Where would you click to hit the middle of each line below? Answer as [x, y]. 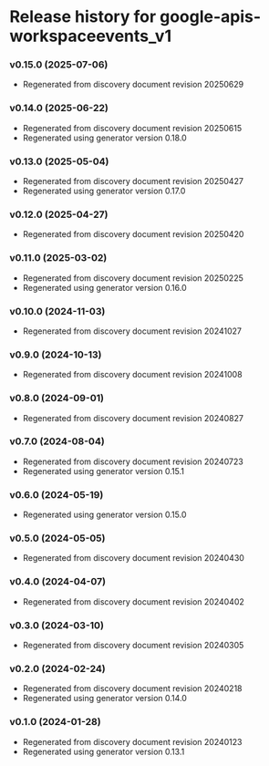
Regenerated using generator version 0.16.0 [104, 287]
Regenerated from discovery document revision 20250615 [132, 128]
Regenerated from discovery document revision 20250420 [133, 234]
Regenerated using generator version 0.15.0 [104, 515]
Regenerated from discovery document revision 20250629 [133, 85]
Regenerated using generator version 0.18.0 [104, 138]
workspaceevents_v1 [90, 36]
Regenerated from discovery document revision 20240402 [133, 601]
